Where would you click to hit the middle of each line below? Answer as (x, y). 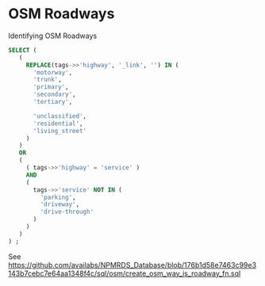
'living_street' (60, 131)
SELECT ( (23, 50)
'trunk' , (47, 80)
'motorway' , (53, 72)
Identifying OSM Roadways (53, 36)
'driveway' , (60, 204)
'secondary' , (55, 95)
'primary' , (51, 87)
